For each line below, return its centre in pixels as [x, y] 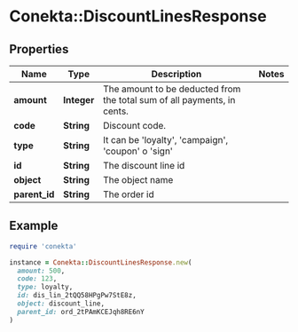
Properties [39, 49]
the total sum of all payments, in [169, 100]
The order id [129, 194]
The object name [138, 180]
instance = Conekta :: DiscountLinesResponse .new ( [101, 262]
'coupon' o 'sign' [138, 151]
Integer [79, 100]
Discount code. [135, 126]
